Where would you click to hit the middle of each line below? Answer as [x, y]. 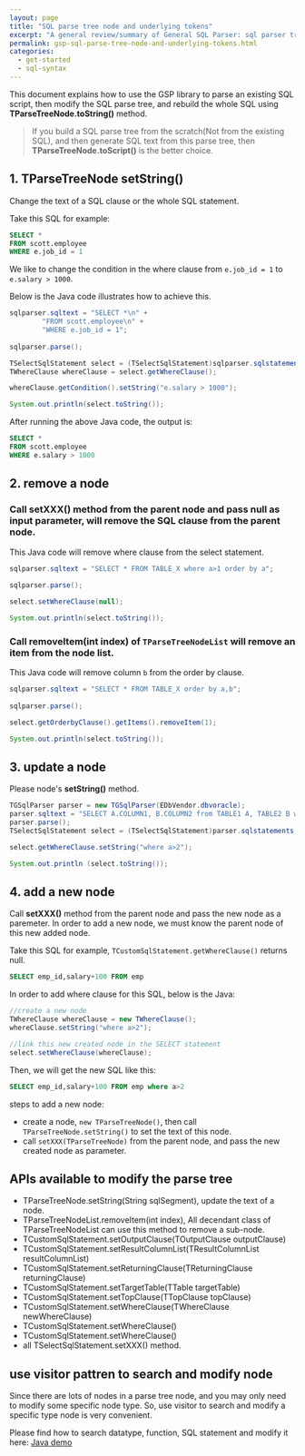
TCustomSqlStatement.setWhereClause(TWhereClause [126, 1307]
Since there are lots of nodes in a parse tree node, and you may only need [148, 1396]
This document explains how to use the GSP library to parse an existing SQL [152, 94]
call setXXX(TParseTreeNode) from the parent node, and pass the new [151, 1141]
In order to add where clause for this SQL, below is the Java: [123, 994]
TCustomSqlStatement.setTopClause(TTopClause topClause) [137, 1297]
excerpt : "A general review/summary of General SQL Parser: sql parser [148, 34]
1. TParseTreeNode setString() [97, 179]
